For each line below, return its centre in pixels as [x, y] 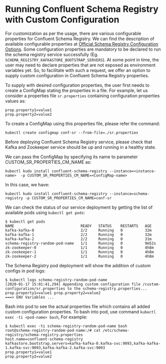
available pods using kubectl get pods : [45, 212]
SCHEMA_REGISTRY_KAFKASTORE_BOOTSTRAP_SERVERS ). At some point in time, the [82, 60]
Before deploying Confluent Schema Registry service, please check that [79, 142]
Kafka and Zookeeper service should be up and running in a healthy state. [81, 147]
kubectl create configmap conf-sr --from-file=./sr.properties [72, 132]
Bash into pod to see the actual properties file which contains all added [78, 306]
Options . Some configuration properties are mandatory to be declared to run [83, 49]
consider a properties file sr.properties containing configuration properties [83, 96]
